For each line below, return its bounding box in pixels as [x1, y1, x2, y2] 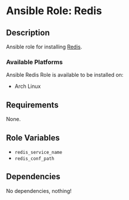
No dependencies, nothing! [6, 187, 72, 194]
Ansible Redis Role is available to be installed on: [6, 71, 124, 78]
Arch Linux [14, 83, 41, 90]
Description [6, 28, 50, 38]
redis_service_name [14, 149, 63, 155]
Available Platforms [6, 58, 63, 66]
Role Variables [6, 133, 60, 143]
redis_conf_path [14, 155, 55, 162]
